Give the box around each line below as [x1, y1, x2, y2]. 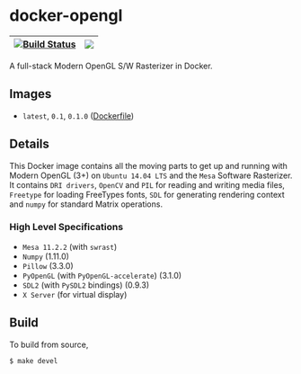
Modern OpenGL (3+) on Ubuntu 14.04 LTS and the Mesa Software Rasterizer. [9, 170, 293, 181]
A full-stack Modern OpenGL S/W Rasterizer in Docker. [9, 60, 213, 71]
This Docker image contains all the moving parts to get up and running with [9, 160, 288, 171]
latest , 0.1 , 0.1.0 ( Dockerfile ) [22, 110, 135, 121]
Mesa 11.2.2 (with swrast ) [22, 241, 118, 252]
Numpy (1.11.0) [22, 251, 70, 262]
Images [9, 86, 52, 102]
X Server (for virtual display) [22, 289, 128, 299]
